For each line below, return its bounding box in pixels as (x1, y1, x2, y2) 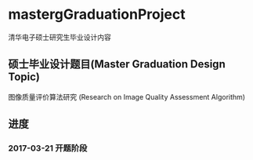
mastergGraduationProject (8, 5, 186, 24)
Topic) (8, 71, 41, 84)
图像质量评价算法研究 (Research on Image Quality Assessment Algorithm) (8, 92, 245, 101)
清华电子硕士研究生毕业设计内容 (8, 32, 111, 42)
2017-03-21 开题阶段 (8, 143, 88, 154)
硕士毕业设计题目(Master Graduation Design (8, 57, 226, 71)
